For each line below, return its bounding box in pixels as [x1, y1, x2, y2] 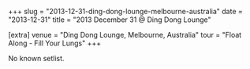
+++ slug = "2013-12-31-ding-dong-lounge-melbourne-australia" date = [8, 7, 243, 16]
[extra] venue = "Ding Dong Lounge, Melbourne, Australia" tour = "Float [8, 31, 242, 39]
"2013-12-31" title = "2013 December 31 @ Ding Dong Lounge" [8, 15, 211, 24]
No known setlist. [8, 54, 65, 63]
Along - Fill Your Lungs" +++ [8, 38, 101, 48]
